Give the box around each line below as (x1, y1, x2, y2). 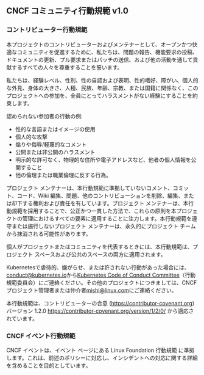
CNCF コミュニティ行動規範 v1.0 (6, 5, 129, 16)
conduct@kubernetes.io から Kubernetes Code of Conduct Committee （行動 (6, 271, 196, 279)
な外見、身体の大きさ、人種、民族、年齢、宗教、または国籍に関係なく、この (6, 84, 199, 92)
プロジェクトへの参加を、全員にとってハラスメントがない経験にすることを (6, 92, 193, 99)
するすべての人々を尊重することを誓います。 (11, 64, 123, 71)
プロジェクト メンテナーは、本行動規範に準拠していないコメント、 (6, 184, 174, 191)
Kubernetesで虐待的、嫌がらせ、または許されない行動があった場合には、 (6, 263, 190, 271)
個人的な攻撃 (15, 133, 47, 140)
